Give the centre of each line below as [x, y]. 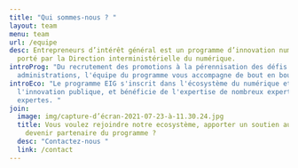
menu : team [29, 34]
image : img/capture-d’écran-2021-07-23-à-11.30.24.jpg [121, 116]
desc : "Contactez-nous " [63, 141]
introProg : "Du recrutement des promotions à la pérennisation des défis [149, 68]
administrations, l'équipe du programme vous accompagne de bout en [146, 76]
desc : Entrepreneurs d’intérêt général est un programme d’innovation [142, 51]
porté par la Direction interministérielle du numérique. [127, 59]
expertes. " [39, 100]
